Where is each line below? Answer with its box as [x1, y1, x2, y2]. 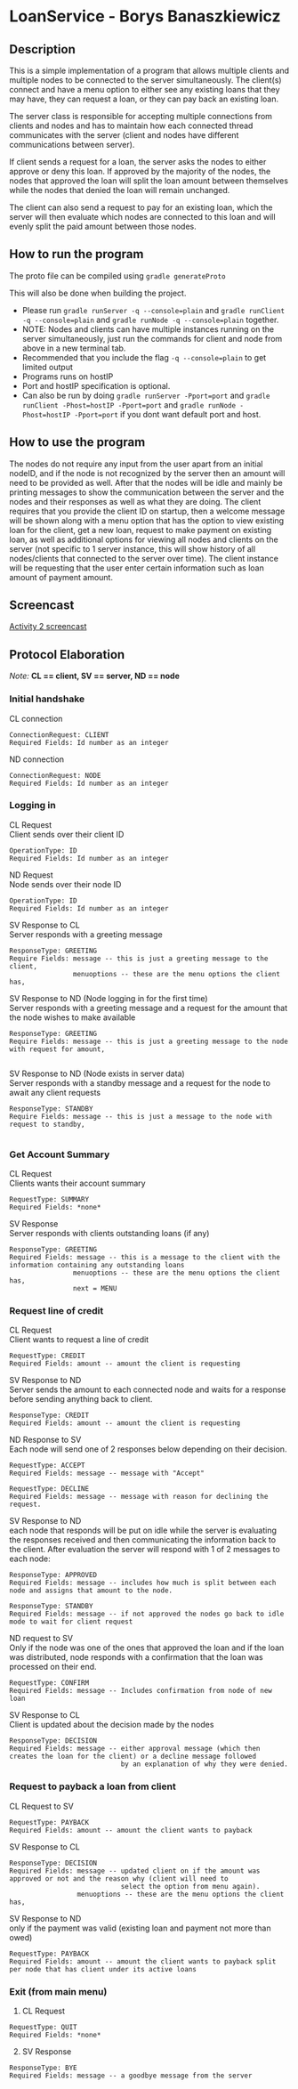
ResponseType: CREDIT [9, 1411, 90, 1421]
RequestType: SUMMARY [9, 1195, 90, 1204]
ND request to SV [9, 1633, 74, 1644]
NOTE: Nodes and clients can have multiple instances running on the [21, 323, 274, 335]
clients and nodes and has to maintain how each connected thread [9, 120, 254, 131]
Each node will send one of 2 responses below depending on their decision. [9, 1444, 287, 1454]
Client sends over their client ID [9, 829, 125, 839]
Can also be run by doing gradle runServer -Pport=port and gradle [21, 390, 270, 401]
